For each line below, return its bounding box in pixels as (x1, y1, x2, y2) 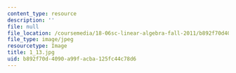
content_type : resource (7, 10, 77, 17)
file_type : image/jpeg (7, 36, 74, 43)
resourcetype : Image (7, 42, 68, 49)
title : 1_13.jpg (7, 49, 55, 56)
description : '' (7, 17, 55, 24)
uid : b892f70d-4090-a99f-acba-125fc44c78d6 (7, 56, 137, 63)
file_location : (7, 29, 52, 37)
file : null (7, 23, 39, 30)
